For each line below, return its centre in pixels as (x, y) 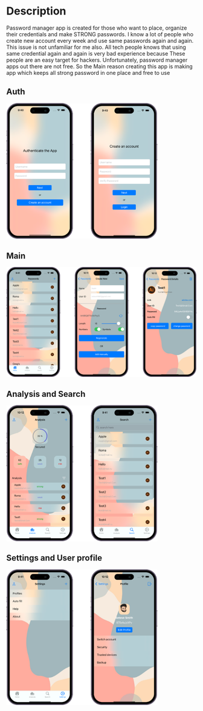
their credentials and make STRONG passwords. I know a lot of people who (100, 34)
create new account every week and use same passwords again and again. (100, 40)
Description (36, 11)
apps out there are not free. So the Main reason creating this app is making (100, 66)
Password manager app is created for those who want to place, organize (97, 28)
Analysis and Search (46, 394)
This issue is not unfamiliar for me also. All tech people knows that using (96, 47)
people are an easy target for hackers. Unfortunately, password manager (97, 60)
